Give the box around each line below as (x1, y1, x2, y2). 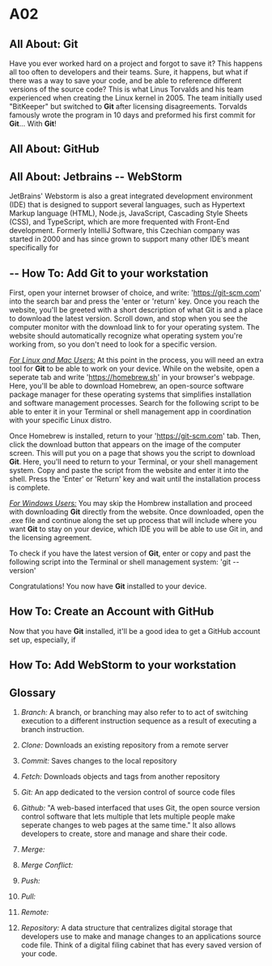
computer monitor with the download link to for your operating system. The (9, 322, 260, 332)
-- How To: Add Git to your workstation (9, 266, 209, 280)
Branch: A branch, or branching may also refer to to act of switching (20, 708, 249, 717)
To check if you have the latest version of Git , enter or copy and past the (9, 548, 252, 559)
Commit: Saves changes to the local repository (20, 756, 177, 766)
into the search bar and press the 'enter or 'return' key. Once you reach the (9, 296, 260, 306)
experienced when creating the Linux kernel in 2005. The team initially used (9, 93, 262, 102)
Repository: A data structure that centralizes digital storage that (20, 923, 233, 933)
